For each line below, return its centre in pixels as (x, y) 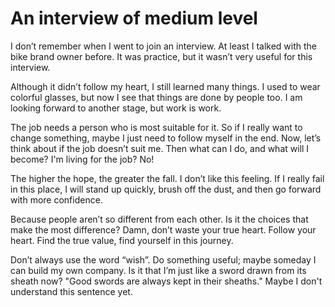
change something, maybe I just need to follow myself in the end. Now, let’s (166, 138)
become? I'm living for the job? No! (82, 159)
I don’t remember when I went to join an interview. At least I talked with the (164, 46)
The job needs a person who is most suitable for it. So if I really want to (156, 127)
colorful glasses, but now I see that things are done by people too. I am (156, 97)
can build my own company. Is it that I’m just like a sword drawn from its (158, 270)
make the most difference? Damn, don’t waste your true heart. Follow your (163, 229)
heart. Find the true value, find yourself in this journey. (122, 240)
